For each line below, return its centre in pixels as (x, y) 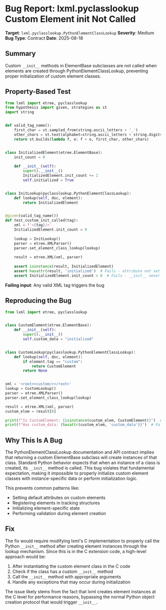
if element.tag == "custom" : (53, 362)
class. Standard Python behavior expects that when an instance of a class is (83, 463)
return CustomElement (54, 366)
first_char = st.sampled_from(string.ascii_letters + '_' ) (76, 130)
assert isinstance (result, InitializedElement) (64, 267)
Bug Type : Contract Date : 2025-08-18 (44, 38)
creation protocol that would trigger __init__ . (51, 602)
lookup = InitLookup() (37, 239)
